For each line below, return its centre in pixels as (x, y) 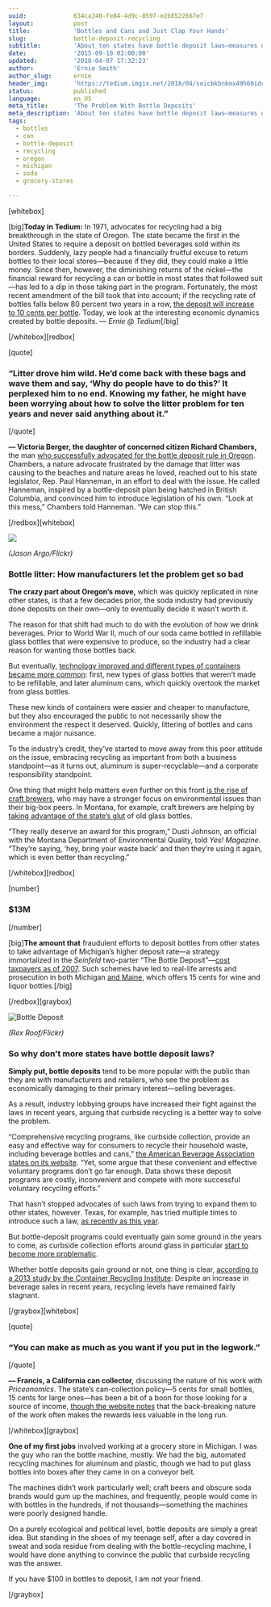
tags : (17, 121)
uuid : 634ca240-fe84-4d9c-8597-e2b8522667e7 (106, 16)
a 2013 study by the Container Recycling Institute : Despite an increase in (129, 1278)
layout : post (48, 23)
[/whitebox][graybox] (44, 1431)
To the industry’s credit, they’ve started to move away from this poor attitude (135, 749)
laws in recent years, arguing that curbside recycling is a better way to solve (135, 1113)
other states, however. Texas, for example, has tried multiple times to (123, 1213)
